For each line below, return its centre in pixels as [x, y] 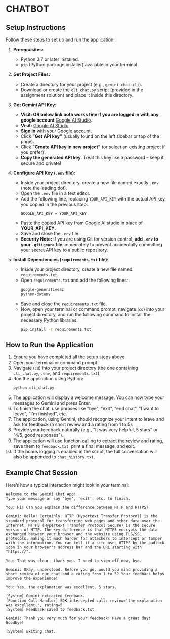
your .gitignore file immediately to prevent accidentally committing [91, 244]
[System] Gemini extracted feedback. [46, 596]
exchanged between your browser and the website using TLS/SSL [74, 534]
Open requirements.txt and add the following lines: [74, 280]
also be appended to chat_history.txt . [54, 457]
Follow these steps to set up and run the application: [60, 39]
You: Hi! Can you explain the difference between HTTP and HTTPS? [77, 508]
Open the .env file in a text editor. [55, 193]
